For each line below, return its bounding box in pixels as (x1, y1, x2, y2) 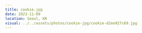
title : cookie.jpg (5, 7, 43, 12)
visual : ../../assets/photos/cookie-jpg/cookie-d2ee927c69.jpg (5, 20, 138, 26)
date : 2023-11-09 (5, 12, 41, 16)
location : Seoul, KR (5, 16, 48, 21)
